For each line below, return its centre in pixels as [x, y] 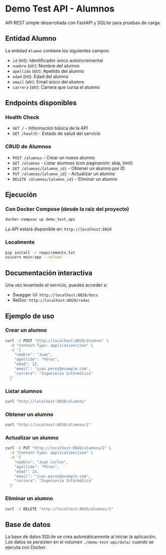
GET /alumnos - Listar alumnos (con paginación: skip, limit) [73, 163]
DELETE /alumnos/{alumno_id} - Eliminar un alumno [65, 179]
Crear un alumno [26, 330]
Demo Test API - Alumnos [60, 9]
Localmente [20, 242]
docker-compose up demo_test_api [40, 219]
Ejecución [21, 195]
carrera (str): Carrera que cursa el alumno [56, 87]
